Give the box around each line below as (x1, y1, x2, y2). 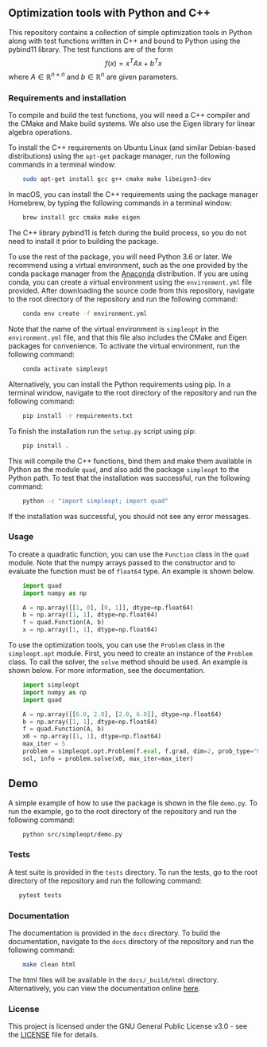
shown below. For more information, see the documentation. (8, 666, 206, 675)
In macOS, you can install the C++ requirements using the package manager (8, 190, 259, 199)
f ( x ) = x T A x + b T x (104, 57, 163, 68)
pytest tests (18, 891, 62, 899)
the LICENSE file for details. (8, 1030, 99, 1040)
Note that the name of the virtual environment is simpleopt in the (8, 325, 219, 334)
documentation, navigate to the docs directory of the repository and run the (8, 937, 254, 946)
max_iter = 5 (22, 740, 66, 748)
